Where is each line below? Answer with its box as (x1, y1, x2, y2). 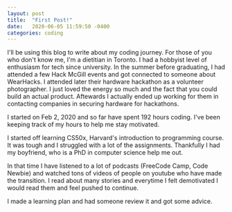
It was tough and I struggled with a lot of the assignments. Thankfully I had (7, 141, 220, 149)
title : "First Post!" (7, 17, 73, 23)
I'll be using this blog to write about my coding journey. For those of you (7, 48, 213, 57)
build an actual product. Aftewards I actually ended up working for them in (7, 93, 220, 101)
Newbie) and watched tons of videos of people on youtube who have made (7, 169, 222, 177)
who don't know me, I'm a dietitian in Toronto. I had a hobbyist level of (7, 56, 208, 64)
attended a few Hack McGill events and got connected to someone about (7, 70, 216, 79)
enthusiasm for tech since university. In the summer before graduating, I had (7, 63, 226, 71)
